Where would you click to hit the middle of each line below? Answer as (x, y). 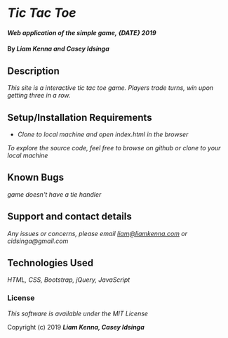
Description (33, 71)
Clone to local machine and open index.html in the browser (103, 134)
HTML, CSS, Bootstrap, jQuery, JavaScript (69, 280)
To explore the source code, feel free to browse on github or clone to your (114, 148)
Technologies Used (50, 263)
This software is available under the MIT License (78, 313)
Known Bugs (36, 177)
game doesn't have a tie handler (54, 194)
